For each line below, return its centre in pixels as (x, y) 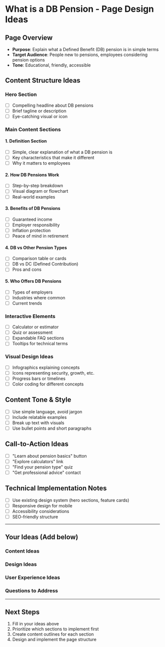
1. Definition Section (26, 141)
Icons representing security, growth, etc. (53, 373)
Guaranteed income (32, 219)
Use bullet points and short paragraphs (52, 428)
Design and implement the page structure (54, 640)
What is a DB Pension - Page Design (80, 9)
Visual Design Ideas (29, 356)
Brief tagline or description (39, 111)
